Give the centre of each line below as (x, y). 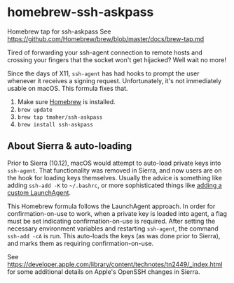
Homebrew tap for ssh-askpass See (59, 31)
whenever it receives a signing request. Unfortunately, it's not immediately (115, 80)
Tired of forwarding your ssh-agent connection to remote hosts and (105, 52)
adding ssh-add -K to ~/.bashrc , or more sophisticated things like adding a (115, 185)
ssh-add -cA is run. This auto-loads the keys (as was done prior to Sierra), (114, 235)
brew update (35, 110)
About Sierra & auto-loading (70, 146)
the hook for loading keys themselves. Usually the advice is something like (115, 177)
